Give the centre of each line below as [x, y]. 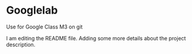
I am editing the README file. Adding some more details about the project [96, 38]
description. [21, 45]
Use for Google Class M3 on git [44, 27]
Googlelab [32, 10]
